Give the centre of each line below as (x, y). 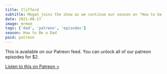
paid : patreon (20, 38)
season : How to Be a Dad (31, 33)
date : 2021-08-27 (23, 19)
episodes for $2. (22, 57)
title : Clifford (22, 10)
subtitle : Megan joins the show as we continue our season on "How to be (84, 14)
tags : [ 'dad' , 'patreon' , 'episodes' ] (45, 28)
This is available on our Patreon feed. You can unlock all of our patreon (78, 51)
